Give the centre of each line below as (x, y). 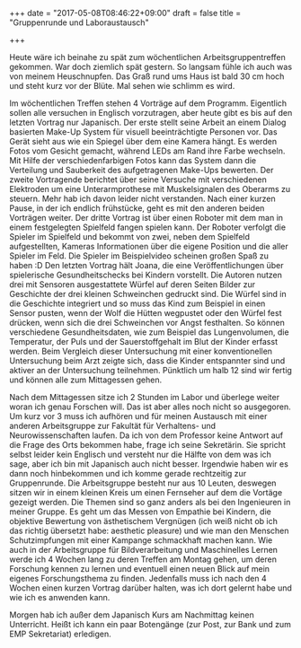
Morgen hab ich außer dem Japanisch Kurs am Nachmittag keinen (132, 615)
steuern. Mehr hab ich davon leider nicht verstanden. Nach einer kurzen (142, 198)
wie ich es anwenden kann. (60, 597)
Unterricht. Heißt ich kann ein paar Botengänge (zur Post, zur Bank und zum (150, 624)
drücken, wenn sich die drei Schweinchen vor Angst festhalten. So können (147, 323)
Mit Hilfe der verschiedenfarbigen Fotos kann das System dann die (133, 160)
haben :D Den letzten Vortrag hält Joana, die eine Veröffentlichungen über (146, 265)
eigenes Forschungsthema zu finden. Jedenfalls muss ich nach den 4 (138, 578)
